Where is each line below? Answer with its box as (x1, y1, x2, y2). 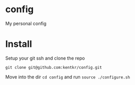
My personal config (5, 20, 47, 26)
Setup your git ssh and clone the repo (5, 55, 85, 61)
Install (5, 38, 32, 50)
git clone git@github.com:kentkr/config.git (5, 65, 102, 70)
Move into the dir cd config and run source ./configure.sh (5, 74, 130, 80)
